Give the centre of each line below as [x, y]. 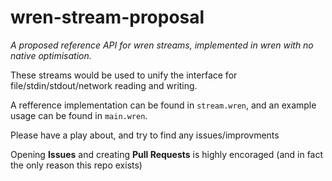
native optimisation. [51, 55]
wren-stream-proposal [107, 17]
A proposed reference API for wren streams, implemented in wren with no [162, 45]
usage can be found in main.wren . [79, 115]
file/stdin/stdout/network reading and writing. [104, 85]
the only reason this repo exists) [76, 165]
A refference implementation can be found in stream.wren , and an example [163, 105]
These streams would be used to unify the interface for [124, 75]
